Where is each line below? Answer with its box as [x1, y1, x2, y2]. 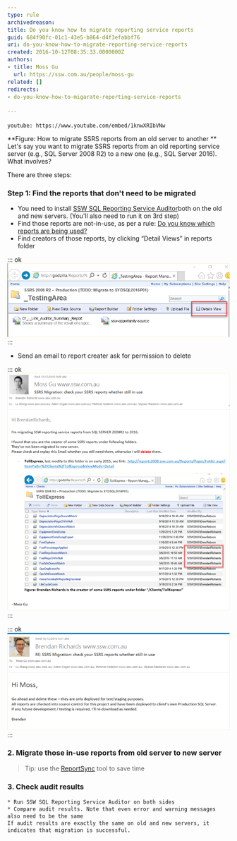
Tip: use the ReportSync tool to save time [24, 764, 145, 773]
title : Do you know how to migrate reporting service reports [7, 26, 194, 33]
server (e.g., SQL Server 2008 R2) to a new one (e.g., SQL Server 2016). [7, 150, 217, 158]
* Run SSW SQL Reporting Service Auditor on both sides [7, 799, 175, 806]
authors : [7, 56, 33, 63]
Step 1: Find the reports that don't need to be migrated [7, 188, 196, 198]
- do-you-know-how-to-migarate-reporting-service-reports [7, 93, 181, 100]
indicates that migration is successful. [7, 827, 131, 834]
